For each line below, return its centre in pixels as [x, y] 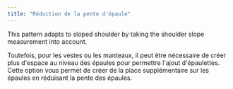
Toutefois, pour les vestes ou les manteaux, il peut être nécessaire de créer [117, 55]
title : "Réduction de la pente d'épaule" [69, 14]
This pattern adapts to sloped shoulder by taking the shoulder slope [106, 34]
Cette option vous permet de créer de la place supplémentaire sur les [108, 70]
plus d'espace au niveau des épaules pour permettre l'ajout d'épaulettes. [114, 63]
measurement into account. [47, 41]
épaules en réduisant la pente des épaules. [70, 78]
